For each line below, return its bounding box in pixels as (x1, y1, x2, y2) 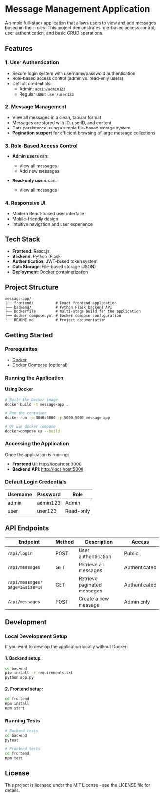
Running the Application (5, 374, 64, 381)
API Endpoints (5, 524, 49, 533)
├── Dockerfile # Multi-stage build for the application (5, 309, 141, 314)
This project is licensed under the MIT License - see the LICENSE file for (5, 782, 150, 788)
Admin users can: (12, 154, 49, 159)
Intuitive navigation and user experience (12, 221, 93, 227)
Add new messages (19, 168, 60, 174)
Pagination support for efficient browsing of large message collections (12, 130, 156, 136)
